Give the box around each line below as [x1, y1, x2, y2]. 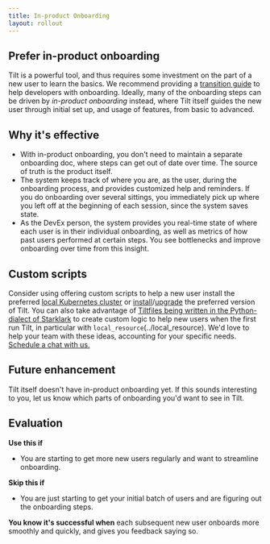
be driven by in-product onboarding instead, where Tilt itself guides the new [8, 96, 262, 106]
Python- [230, 305, 258, 315]
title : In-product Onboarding [8, 11, 110, 20]
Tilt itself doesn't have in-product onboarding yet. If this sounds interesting [8, 384, 258, 394]
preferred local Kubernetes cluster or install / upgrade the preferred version [8, 297, 255, 306]
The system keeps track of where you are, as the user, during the [19, 175, 238, 185]
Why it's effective [8, 128, 100, 142]
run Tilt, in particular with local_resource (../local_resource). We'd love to [8, 322, 250, 332]
